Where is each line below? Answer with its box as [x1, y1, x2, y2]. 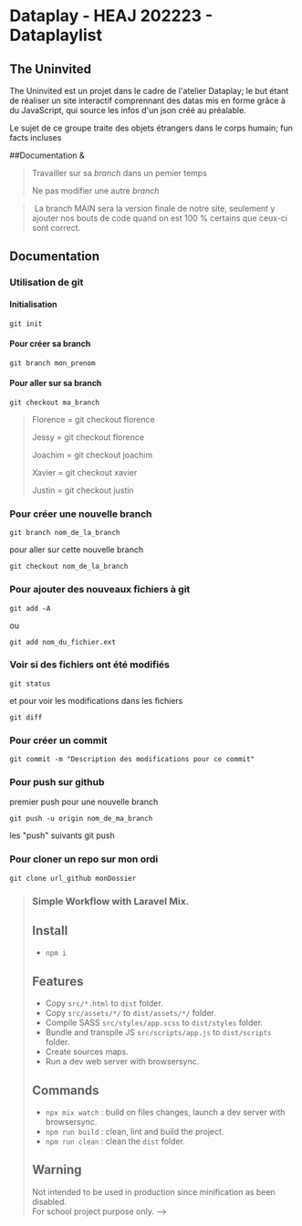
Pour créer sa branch [9, 339, 91, 350]
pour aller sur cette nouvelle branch [9, 544, 144, 555]
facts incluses [9, 132, 62, 142]
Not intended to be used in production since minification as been [31, 1186, 276, 1197]
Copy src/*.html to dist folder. [45, 998, 163, 1009]
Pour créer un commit [9, 734, 108, 747]
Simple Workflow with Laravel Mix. [31, 895, 190, 907]
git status [9, 679, 51, 688]
